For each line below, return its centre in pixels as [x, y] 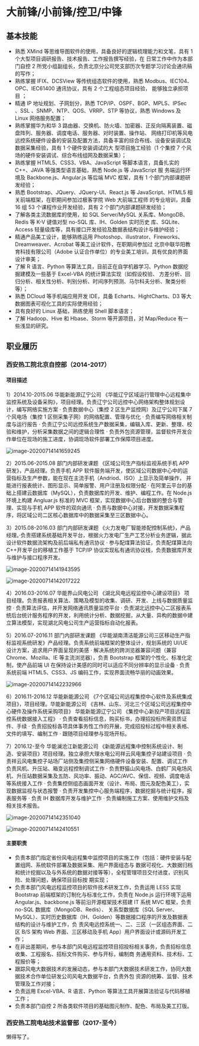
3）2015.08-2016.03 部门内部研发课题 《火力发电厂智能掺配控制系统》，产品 [99, 527]
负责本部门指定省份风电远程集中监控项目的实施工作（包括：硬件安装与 [100, 857]
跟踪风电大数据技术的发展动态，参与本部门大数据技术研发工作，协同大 [100, 969]
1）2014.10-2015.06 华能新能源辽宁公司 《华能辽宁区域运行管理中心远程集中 [99, 394]
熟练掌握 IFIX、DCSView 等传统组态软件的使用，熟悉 [79, 81]
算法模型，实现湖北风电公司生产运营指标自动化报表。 [76, 622]
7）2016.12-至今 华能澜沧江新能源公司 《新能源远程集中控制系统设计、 [92, 746]
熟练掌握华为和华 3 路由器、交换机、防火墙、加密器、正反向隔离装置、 [101, 126]
